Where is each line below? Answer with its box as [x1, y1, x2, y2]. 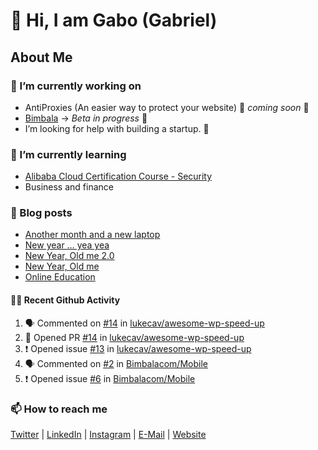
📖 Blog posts [10, 206, 73, 220]
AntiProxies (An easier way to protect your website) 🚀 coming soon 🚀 [24, 101, 310, 113]
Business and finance [24, 181, 114, 193]
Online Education [24, 271, 96, 283]
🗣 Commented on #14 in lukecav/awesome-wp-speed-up [24, 317, 265, 329]
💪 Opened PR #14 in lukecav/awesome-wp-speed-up [24, 331, 245, 343]
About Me [10, 49, 73, 66]
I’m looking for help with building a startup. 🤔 [24, 122, 210, 134]
